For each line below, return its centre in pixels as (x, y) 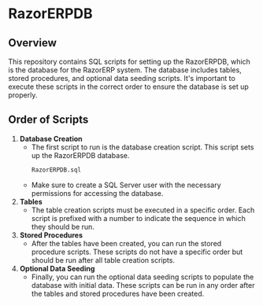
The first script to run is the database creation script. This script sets (143, 147)
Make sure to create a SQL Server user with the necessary (126, 185)
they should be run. (63, 227)
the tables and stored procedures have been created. (118, 293)
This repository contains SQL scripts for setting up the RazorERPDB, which (129, 61)
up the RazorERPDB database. (80, 155)
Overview (33, 43)
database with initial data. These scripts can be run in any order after (143, 285)
